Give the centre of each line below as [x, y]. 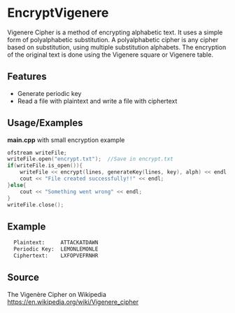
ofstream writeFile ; [37, 153]
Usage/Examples [45, 123]
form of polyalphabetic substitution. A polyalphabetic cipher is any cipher [113, 39]
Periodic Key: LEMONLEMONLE [56, 249]
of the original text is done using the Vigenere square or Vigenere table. [110, 55]
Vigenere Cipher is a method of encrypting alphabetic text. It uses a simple [115, 32]
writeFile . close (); [36, 204]
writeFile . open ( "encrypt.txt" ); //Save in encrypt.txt [90, 159]
